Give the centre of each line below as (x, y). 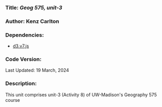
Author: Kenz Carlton (32, 21)
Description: (21, 84)
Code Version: (24, 59)
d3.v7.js (21, 46)
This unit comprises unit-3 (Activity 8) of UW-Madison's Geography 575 (81, 95)
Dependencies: (25, 35)
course (13, 100)
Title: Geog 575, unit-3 (34, 8)
